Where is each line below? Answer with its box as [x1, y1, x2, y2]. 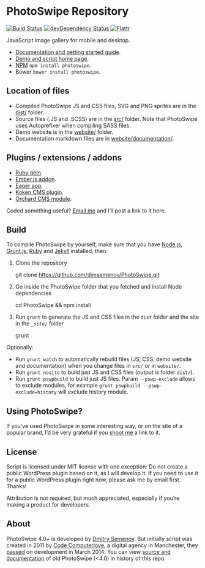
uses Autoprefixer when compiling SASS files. [15, 122, 132, 129]
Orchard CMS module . [15, 195, 72, 202]
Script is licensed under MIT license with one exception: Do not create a [6, 463, 188, 470]
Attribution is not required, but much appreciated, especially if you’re [6, 494, 180, 502]
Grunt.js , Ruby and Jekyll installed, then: [6, 247, 108, 255]
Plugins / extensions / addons [6, 152, 122, 163]
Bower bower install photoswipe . [15, 68, 101, 75]
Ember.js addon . [15, 175, 57, 182]
